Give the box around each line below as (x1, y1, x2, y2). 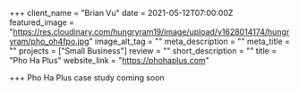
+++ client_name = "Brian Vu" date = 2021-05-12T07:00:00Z (9, 8, 234, 18)
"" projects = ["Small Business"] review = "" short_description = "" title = (9, 46, 278, 56)
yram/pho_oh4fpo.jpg (9, 36, 90, 46)
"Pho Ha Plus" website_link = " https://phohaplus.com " (9, 55, 210, 65)
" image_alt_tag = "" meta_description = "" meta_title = (89, 36, 291, 46)
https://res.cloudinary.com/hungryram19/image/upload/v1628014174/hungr (13, 27, 290, 37)
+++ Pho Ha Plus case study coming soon (9, 72, 165, 83)
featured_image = (9, 17, 74, 28)
